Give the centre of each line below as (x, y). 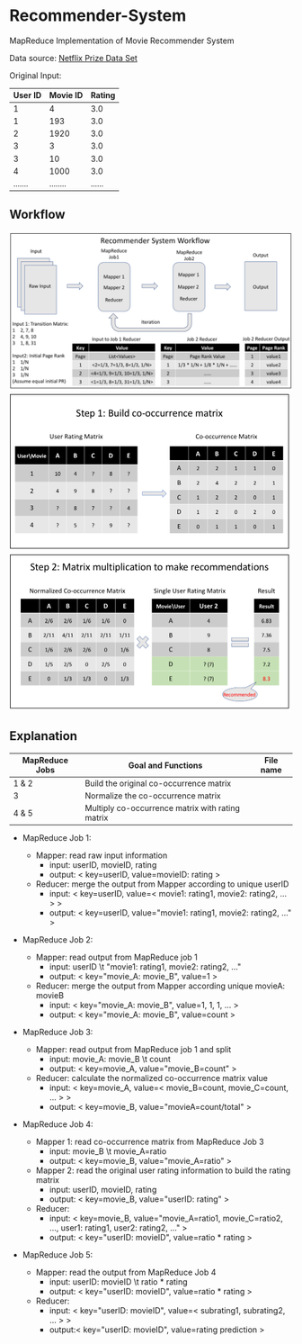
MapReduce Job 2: (58, 939)
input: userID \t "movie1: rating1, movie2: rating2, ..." (145, 966)
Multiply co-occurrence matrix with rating (163, 808)
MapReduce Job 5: (58, 1254)
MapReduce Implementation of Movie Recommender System (122, 41)
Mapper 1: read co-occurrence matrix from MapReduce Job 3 (150, 1141)
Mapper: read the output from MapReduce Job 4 (126, 1272)
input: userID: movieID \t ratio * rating (118, 1281)
